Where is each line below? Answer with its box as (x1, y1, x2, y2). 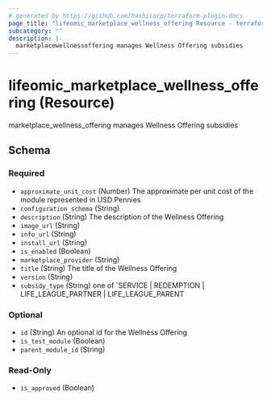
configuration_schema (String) (19, 203, 120, 213)
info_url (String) (19, 229, 77, 239)
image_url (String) (19, 220, 81, 230)
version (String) (19, 272, 73, 281)
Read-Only (8, 365, 52, 376)
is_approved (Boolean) (19, 383, 95, 393)
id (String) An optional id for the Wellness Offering (19, 327, 188, 337)
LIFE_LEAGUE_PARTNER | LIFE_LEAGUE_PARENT (19, 289, 185, 298)
